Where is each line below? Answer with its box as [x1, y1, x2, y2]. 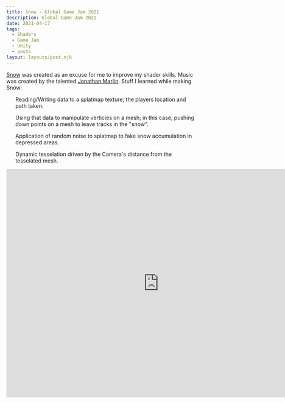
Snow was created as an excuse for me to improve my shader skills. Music [6, 71, 194, 78]
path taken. [15, 102, 44, 110]
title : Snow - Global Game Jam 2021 [6, 9, 99, 15]
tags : [6, 26, 20, 32]
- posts [12, 49, 32, 55]
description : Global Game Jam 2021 [6, 15, 97, 21]
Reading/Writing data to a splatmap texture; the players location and [15, 96, 186, 103]
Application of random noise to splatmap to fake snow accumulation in [15, 132, 192, 139]
